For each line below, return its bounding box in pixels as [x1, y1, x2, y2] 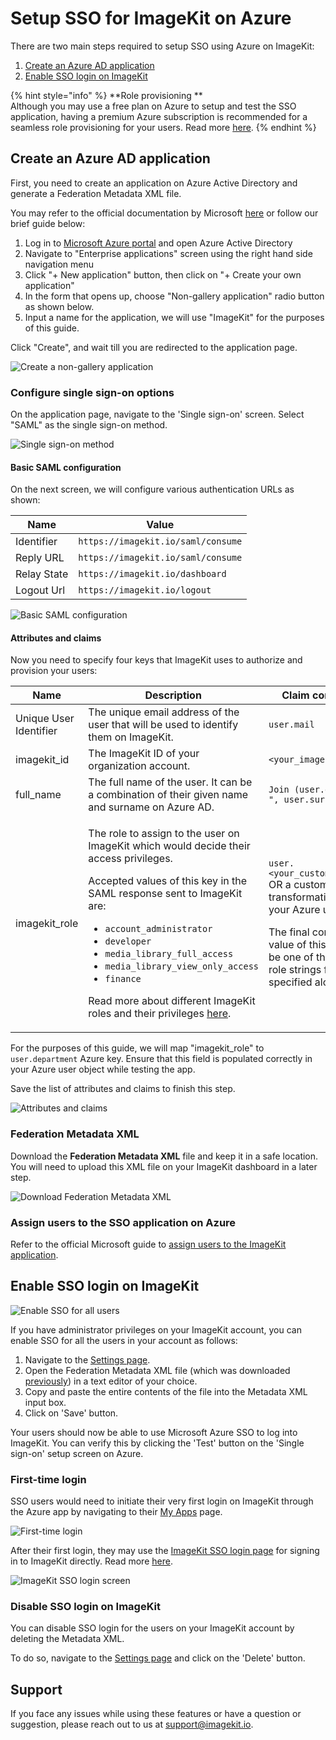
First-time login [10, 1472, 87, 1486]
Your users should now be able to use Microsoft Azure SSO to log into [10, 1426, 298, 1438]
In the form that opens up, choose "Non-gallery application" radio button [24, 290, 325, 302]
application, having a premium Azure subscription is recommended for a [10, 110, 308, 122]
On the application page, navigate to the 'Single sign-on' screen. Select [10, 408, 305, 421]
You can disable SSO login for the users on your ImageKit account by [10, 1622, 295, 1634]
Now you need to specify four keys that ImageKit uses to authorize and [10, 654, 303, 666]
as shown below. [24, 300, 95, 312]
